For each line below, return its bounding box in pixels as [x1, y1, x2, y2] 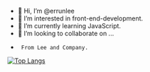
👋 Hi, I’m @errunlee [17, 7, 75, 15]
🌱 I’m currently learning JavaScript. [17, 22, 122, 30]
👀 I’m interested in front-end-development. [17, 14, 144, 23]
